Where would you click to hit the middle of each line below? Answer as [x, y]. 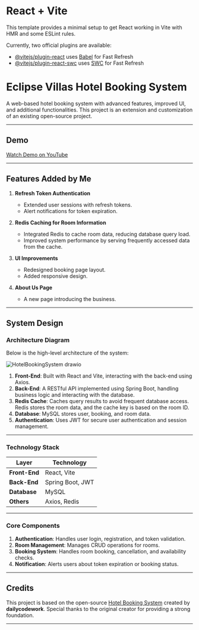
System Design [35, 323]
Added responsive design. [55, 276]
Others [19, 502]
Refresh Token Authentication [52, 193]
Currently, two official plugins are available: [59, 45]
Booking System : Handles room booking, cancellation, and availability [100, 551]
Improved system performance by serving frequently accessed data [107, 240]
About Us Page [33, 287]
